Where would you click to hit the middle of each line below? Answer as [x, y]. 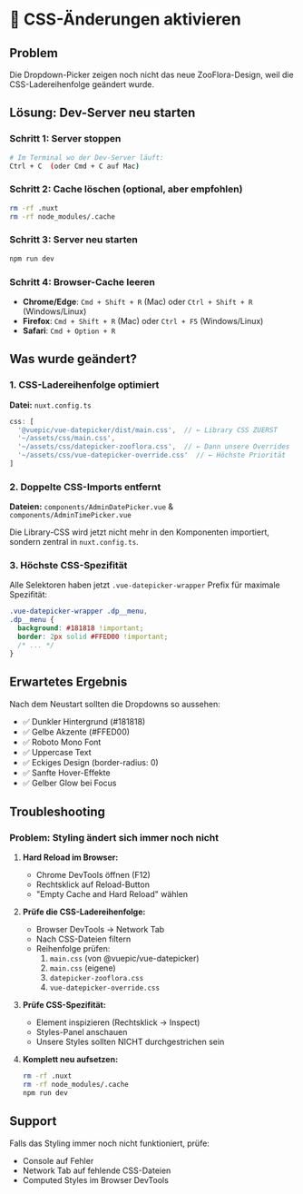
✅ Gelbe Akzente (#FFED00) [76, 732]
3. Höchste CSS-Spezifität [68, 566]
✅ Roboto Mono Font [62, 742]
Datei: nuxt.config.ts [51, 405]
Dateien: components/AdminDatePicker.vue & [92, 507]
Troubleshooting [58, 811]
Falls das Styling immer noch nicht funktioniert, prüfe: [110, 1143]
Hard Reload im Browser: [70, 857]
